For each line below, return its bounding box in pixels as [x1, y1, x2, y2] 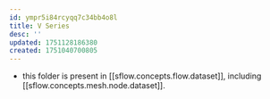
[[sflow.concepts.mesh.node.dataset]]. [21, 80, 165, 91]
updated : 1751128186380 [9, 37, 98, 47]
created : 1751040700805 [9, 46, 98, 55]
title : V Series [9, 21, 70, 30]
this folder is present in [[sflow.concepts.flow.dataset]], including [21, 70, 262, 81]
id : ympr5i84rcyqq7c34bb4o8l [9, 12, 118, 22]
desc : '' [9, 29, 42, 38]
